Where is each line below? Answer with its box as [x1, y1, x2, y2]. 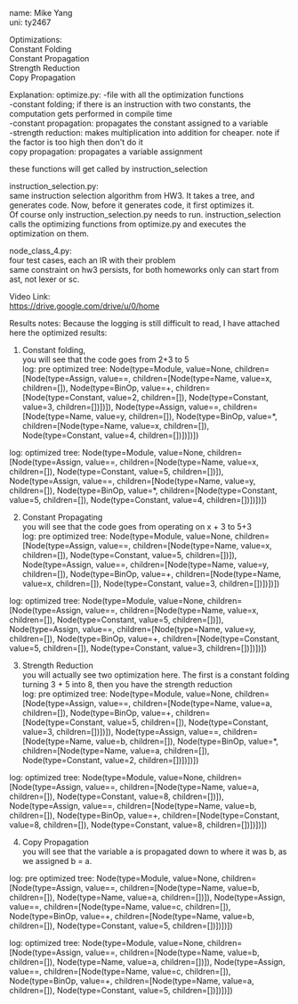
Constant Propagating [21, 512, 103, 523]
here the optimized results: [9, 327, 108, 338]
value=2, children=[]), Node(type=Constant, [107, 392, 270, 402]
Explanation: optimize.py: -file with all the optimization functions [9, 89, 245, 100]
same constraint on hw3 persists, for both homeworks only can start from [9, 265, 279, 275]
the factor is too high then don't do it [9, 137, 144, 147]
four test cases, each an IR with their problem [9, 255, 176, 266]
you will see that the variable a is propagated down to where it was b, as [21, 846, 287, 857]
